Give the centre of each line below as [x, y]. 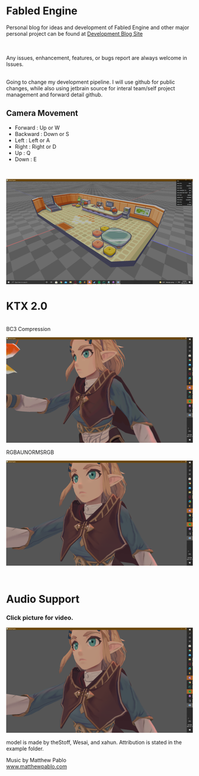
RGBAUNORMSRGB [30, 452]
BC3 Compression [28, 329]
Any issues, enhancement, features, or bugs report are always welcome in [97, 58]
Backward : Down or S [42, 134]
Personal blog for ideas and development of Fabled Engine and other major [98, 27]
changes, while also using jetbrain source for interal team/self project [91, 88]
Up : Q [23, 153]
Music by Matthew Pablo [36, 760]
